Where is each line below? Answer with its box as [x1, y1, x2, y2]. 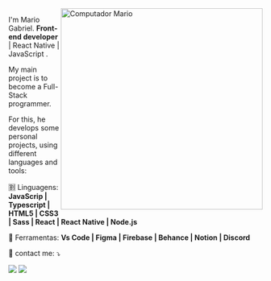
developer [23, 32, 58, 41]
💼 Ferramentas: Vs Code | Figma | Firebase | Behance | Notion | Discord [8, 233, 251, 242]
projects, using [8, 140, 58, 150]
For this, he [8, 114, 46, 124]
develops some [8, 123, 60, 132]
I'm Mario [8, 15, 40, 24]
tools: [8, 166, 27, 176]
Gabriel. [8, 23, 35, 33]
